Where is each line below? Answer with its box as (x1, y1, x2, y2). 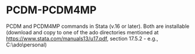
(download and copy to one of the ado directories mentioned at (6, 28, 159, 35)
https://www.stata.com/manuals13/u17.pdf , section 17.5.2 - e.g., (6, 35, 158, 42)
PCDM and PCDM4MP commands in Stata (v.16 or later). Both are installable (6, 23, 190, 30)
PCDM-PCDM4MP (6, 3, 97, 17)
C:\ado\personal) (6, 41, 47, 48)
